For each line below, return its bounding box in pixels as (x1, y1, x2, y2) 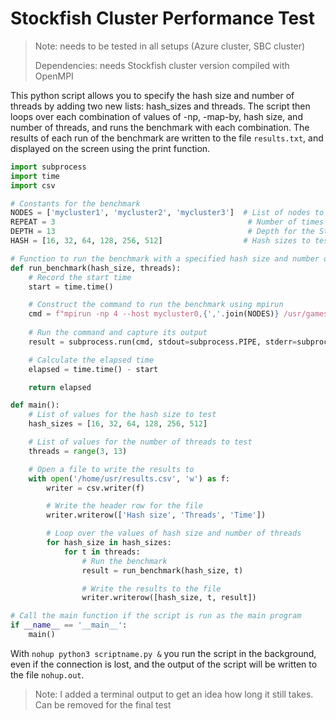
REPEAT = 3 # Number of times (10, 217, 325, 227)
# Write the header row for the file (46, 501, 203, 511)
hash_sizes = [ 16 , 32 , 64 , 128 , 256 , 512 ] (28, 419, 208, 429)
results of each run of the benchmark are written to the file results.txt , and (10, 132, 324, 144)
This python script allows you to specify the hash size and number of (10, 89, 295, 101)
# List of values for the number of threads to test (28, 437, 253, 447)
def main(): (10, 400, 60, 411)
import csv (10, 180, 56, 191)
